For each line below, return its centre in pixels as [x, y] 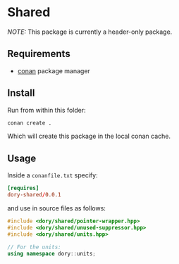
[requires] [23, 188]
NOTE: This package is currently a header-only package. [90, 32]
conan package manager [54, 70]
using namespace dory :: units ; [52, 253]
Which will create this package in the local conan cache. [89, 136]
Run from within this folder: [47, 110]
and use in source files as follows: [56, 208]
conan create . [30, 123]
